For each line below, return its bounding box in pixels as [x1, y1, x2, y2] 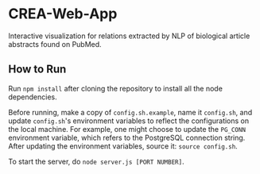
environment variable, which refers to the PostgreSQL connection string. [8, 133, 246, 142]
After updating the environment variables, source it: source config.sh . [8, 141, 239, 151]
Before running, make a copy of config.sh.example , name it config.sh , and [8, 107, 253, 117]
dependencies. [8, 92, 57, 102]
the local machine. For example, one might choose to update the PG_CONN [8, 124, 246, 133]
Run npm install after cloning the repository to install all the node [8, 83, 223, 93]
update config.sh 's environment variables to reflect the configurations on [8, 116, 250, 126]
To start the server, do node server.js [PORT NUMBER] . [8, 157, 184, 166]
